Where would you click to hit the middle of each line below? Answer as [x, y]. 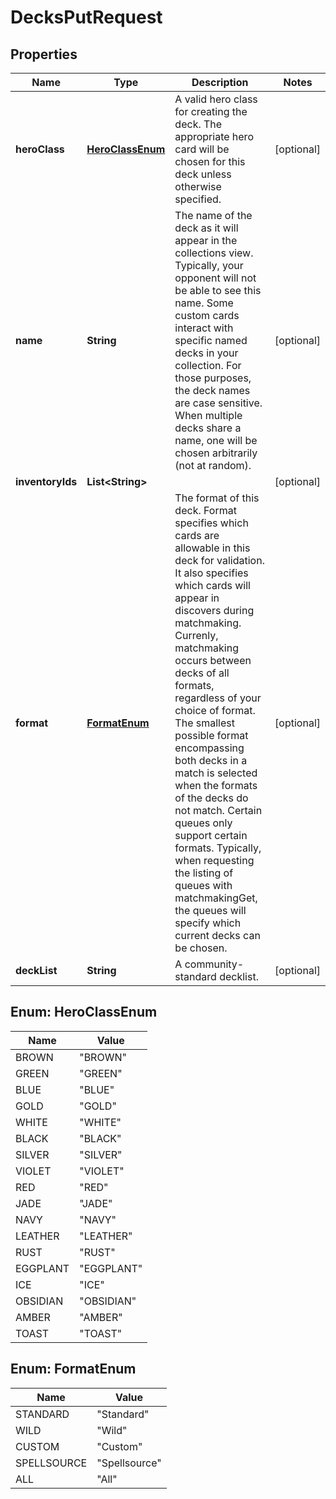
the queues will [210, 910]
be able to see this [218, 290]
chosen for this [210, 161]
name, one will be [216, 440]
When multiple [208, 415]
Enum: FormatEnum [73, 1369]
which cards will [212, 585]
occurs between [213, 660]
